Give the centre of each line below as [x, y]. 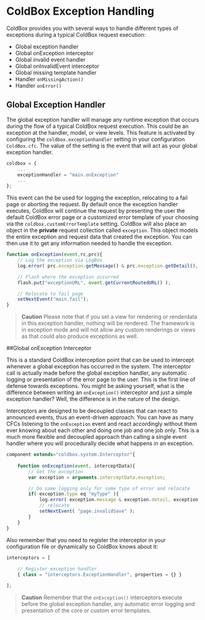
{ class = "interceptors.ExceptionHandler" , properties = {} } [100, 575]
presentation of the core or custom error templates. [86, 610]
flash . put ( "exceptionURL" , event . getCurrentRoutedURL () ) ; [94, 283]
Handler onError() [39, 85]
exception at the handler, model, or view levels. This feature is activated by [100, 132]
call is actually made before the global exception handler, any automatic [97, 373]
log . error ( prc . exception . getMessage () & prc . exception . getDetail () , [108, 266]
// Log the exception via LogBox [60, 260]
